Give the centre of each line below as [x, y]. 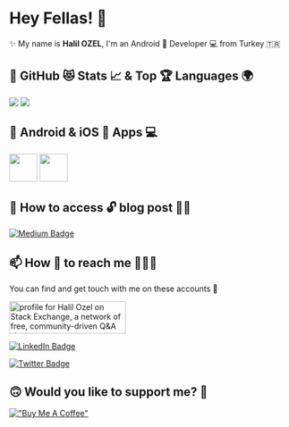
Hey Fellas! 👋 [58, 18]
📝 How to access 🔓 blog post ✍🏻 [100, 208]
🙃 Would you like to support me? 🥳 [109, 392]
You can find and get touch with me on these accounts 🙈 [114, 289]
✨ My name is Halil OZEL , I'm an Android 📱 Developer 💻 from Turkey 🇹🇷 [145, 43]
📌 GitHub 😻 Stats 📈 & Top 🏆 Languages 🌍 [131, 76]
